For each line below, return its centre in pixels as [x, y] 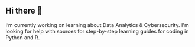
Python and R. [23, 37]
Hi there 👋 [24, 11]
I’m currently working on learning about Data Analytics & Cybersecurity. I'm [97, 25]
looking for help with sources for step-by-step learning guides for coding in [97, 31]
